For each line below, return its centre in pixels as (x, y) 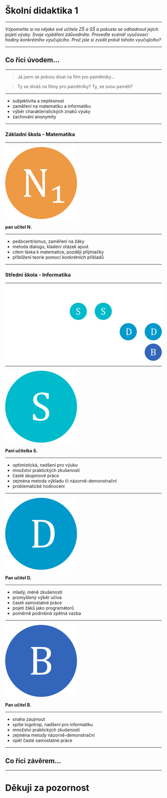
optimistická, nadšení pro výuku (45, 465)
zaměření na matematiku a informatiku (51, 106)
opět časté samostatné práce (42, 741)
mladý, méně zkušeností (37, 592)
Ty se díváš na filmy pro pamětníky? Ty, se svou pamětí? (75, 86)
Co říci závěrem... (33, 761)
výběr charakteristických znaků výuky (51, 111)
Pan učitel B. (18, 705)
